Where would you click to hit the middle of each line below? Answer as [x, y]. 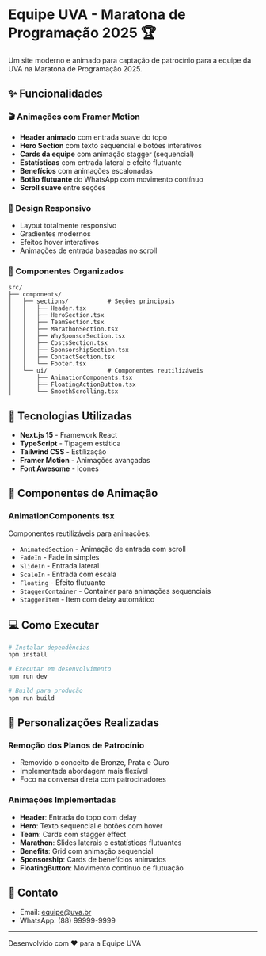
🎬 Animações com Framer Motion [74, 117]
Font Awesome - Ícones [59, 468]
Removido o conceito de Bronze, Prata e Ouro [94, 763]
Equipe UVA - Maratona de [97, 15]
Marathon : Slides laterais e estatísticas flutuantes [101, 843]
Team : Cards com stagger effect [73, 834]
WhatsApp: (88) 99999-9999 [68, 920]
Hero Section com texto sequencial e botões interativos [110, 145]
